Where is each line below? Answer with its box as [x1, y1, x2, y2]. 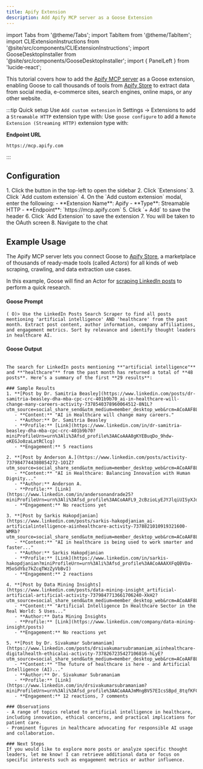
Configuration [6, 170, 60, 181]
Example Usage [6, 237, 66, 247]
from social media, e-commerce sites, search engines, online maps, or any [6, 88, 192, 95]
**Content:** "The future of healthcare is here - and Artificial [19, 661, 190, 667]
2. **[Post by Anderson [6, 454, 66, 460]
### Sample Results [6, 385, 56, 391]
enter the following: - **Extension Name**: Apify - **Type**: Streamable [6, 200, 190, 207]
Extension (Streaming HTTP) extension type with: [6, 119, 129, 126]
